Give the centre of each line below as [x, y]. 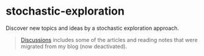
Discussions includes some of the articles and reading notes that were [109, 40]
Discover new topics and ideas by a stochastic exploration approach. [93, 28]
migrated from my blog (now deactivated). [74, 46]
